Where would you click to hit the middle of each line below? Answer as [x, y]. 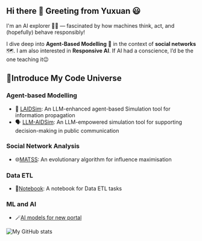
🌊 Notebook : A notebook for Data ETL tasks [68, 188]
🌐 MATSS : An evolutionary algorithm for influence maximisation [93, 159]
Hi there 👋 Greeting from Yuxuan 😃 [73, 11]
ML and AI [21, 204]
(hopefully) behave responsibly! [46, 32]
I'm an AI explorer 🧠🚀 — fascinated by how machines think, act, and [90, 25]
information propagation [45, 115]
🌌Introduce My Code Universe [64, 78]
